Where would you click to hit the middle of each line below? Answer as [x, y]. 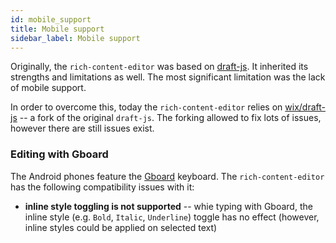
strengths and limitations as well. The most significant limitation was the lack [168, 77]
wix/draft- [305, 107]
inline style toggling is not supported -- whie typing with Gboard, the [168, 206]
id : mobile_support [51, 19]
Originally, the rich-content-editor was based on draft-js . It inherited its [159, 67]
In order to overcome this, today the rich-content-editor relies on [146, 107]
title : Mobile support [57, 29]
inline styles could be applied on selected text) [121, 227]
